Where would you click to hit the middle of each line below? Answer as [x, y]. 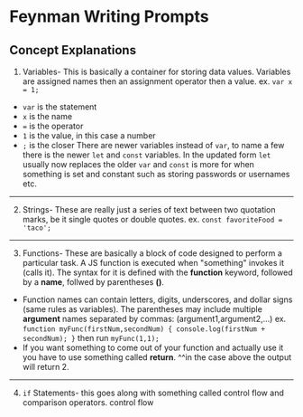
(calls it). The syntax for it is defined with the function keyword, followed [157, 272]
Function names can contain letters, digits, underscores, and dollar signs [157, 299]
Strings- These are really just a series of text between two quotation [149, 209]
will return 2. [46, 367]
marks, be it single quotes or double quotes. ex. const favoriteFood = [152, 219]
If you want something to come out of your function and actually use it [153, 347]
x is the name [47, 116]
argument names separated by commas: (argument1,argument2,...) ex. [154, 319]
